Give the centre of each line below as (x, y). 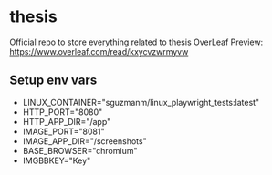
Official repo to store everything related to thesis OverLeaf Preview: (136, 42)
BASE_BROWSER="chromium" (80, 150)
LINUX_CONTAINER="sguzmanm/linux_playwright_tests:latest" (141, 102)
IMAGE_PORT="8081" (63, 131)
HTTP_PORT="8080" (63, 112)
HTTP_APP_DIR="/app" (67, 121)
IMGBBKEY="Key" (57, 160)
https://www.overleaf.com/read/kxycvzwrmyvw (99, 51)
